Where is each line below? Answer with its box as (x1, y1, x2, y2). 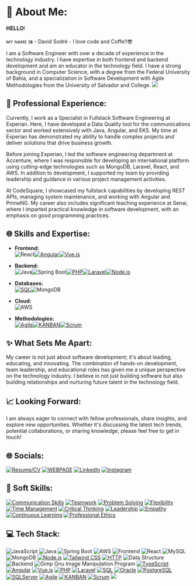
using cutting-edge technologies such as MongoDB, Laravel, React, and (6, 163, 180, 170)
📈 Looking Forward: (6, 396, 81, 406)
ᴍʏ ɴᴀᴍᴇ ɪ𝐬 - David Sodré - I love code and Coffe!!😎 (6, 38, 133, 45)
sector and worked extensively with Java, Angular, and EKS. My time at (6, 126, 177, 134)
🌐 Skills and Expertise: (6, 229, 91, 239)
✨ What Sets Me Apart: (6, 338, 92, 348)
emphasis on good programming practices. (6, 211, 110, 219)
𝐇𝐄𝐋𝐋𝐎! (6, 25, 26, 32)
